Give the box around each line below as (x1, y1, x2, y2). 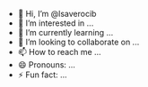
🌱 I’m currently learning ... (17, 28, 114, 37)
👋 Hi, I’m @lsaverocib (17, 9, 97, 19)
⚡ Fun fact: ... (17, 69, 67, 80)
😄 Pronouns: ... (17, 59, 76, 70)
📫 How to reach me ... (17, 47, 101, 57)
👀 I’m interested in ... (17, 18, 94, 28)
